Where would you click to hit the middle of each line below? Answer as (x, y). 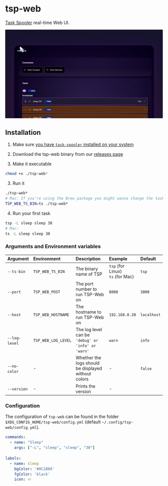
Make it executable (32, 164)
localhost (150, 315)
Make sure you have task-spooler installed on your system (73, 145)
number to (86, 289)
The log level (89, 330)
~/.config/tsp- (117, 422)
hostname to (88, 312)
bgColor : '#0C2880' (34, 469)
